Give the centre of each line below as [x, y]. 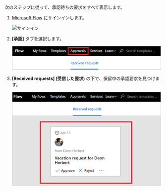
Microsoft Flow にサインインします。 [49, 18]
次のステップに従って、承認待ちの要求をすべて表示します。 [65, 7]
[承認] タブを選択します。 [38, 39]
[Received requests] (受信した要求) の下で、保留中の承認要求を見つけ [83, 78]
